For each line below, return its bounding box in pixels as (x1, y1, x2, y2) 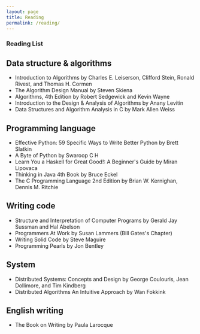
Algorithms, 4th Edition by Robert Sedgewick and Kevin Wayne (14, 93, 170, 101)
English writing (6, 305, 64, 315)
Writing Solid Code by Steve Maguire (14, 236, 106, 243)
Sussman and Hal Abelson (14, 223, 80, 230)
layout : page (6, 8, 39, 15)
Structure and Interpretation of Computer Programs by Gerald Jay (14, 217, 178, 224)
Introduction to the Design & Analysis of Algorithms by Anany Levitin (14, 99, 184, 107)
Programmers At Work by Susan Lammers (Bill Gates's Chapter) (14, 229, 172, 236)
